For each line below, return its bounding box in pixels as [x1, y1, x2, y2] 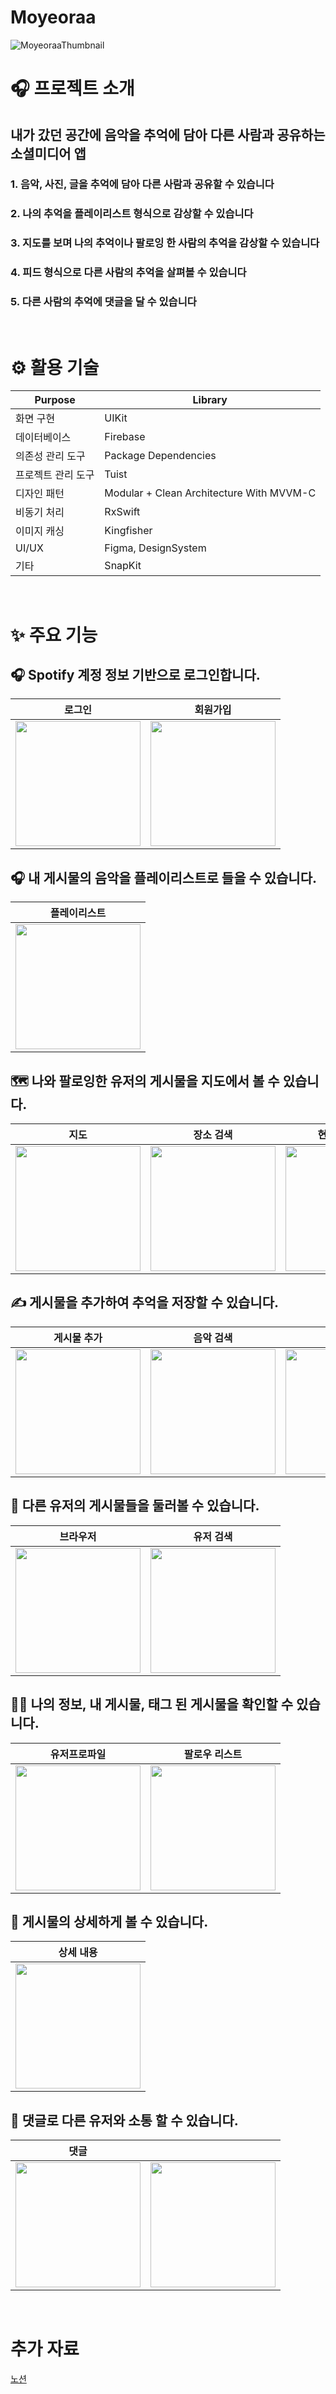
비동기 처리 [15, 506, 65, 520]
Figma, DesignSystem [104, 541, 207, 555]
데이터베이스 [15, 431, 72, 445]
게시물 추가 [53, 1331, 103, 1345]
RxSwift [104, 505, 141, 519]
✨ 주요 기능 [10, 624, 98, 646]
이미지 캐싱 [15, 524, 65, 538]
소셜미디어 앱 [10, 145, 87, 162]
